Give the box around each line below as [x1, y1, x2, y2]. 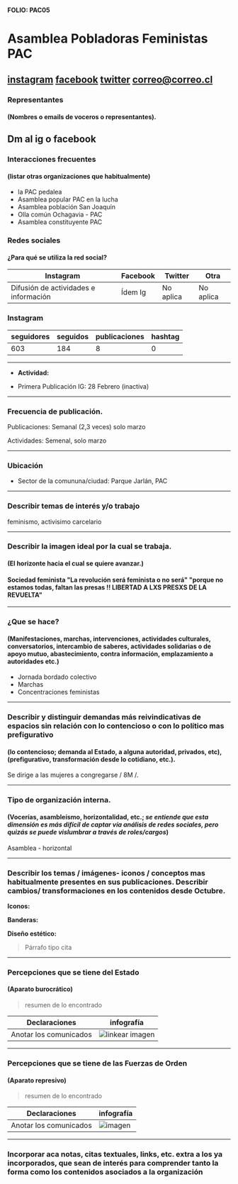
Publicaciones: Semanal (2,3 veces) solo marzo [7, 422, 146, 431]
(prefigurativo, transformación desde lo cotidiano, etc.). [7, 755, 176, 763]
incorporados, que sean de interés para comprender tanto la [7, 1158, 219, 1168]
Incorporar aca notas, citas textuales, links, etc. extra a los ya [7, 1149, 223, 1159]
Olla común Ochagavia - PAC [17, 210, 103, 219]
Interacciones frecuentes [7, 155, 96, 164]
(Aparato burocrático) [7, 985, 73, 993]
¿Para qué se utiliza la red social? [7, 253, 108, 262]
